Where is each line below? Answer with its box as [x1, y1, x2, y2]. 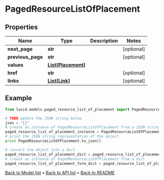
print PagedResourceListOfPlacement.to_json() [5, 138, 102, 144]
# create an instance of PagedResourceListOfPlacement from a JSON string [5, 125, 161, 130]
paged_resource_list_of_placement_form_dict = [5, 161, 102, 166]
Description [90, 38, 118, 44]
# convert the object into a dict [5, 147, 76, 152]
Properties [5, 23, 38, 31]
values [7, 62, 23, 68]
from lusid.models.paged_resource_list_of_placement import [5, 107, 130, 112]
